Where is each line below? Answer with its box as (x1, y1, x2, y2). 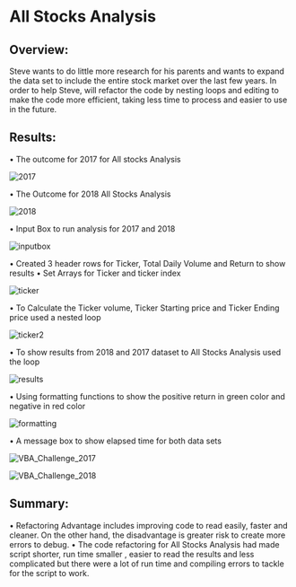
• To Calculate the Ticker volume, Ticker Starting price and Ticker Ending (9, 302, 280, 313)
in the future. (9, 104, 57, 114)
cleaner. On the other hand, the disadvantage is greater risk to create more (9, 530, 286, 540)
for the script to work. (9, 567, 90, 578)
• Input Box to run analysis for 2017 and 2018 (9, 223, 176, 234)
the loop (9, 356, 40, 367)
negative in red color (9, 400, 86, 411)
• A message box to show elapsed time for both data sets (9, 435, 222, 446)
